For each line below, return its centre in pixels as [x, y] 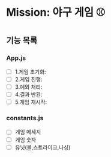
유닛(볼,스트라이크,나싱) [43, 147]
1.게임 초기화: [30, 72]
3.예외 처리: [28, 87]
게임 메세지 [28, 132]
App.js [16, 58]
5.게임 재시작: [31, 102]
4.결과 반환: [28, 95]
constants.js [25, 118]
